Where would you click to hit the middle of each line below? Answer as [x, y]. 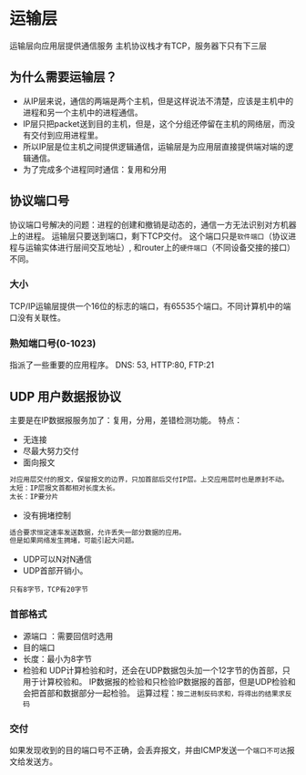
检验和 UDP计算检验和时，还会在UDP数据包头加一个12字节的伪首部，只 [156, 670]
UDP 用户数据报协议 [66, 396]
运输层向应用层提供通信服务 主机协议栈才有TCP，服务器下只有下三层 [138, 46]
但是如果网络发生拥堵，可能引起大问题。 [74, 541]
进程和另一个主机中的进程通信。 [82, 112]
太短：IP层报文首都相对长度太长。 [65, 488]
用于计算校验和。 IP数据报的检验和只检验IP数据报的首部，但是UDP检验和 [159, 681]
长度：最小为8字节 [57, 658]
